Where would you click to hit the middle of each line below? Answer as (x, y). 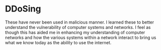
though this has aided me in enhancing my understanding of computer (75, 32)
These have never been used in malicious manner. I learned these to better (80, 22)
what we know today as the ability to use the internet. (58, 42)
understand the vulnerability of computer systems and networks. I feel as (78, 27)
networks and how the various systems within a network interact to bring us (80, 37)
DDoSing (23, 9)
